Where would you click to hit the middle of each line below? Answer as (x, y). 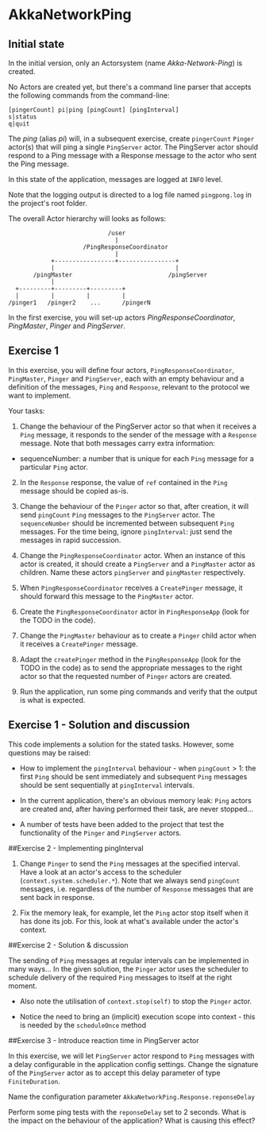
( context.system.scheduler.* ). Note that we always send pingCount (130, 880)
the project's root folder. (48, 203)
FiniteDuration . (35, 1081)
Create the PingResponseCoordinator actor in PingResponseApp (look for (135, 611)
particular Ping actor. (54, 467)
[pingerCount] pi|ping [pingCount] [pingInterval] (94, 110)
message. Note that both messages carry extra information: (118, 443)
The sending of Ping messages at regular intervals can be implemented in (129, 960)
